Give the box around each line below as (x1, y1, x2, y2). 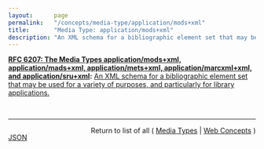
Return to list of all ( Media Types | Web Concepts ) (90, 126, 256, 136)
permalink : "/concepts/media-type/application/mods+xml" (8, 19, 206, 27)
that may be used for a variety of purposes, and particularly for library (8, 80, 235, 89)
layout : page (8, 11, 68, 20)
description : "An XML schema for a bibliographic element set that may (8, 33, 247, 42)
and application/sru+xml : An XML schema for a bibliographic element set (8, 71, 248, 81)
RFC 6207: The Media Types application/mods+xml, (8, 55, 182, 64)
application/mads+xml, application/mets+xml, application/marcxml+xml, (8, 64, 253, 73)
